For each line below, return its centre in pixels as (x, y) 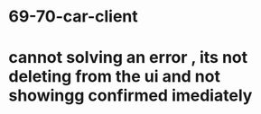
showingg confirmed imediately (130, 96)
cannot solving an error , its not (128, 58)
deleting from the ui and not (114, 77)
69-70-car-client (73, 17)
